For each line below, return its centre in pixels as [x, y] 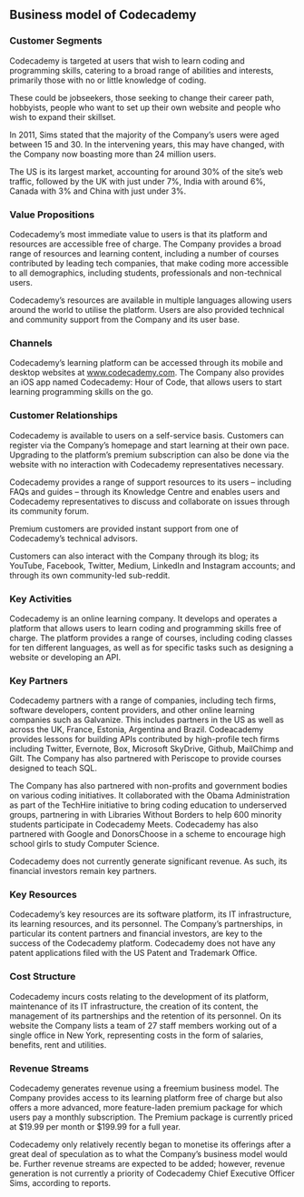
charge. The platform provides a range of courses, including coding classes [151, 638]
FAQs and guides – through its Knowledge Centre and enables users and [145, 491]
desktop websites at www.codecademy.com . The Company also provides [147, 373]
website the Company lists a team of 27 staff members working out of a [143, 1025]
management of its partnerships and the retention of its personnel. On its [146, 1016]
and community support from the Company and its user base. [125, 319]
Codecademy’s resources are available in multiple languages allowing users [151, 300]
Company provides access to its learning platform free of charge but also [146, 1098]
